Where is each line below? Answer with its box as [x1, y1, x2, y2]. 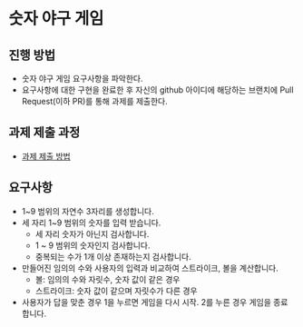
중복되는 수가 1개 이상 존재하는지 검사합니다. [34, 251, 191, 262]
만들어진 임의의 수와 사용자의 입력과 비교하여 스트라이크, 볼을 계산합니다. [21, 263, 279, 273]
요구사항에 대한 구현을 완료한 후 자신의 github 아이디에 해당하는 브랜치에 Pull [21, 84, 294, 95]
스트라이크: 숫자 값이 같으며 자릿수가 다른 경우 [34, 285, 198, 296]
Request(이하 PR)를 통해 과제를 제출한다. [21, 96, 169, 106]
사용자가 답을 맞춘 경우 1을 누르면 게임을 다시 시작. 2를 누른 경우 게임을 [21, 296, 271, 307]
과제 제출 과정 [8, 124, 81, 141]
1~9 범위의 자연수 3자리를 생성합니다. [21, 205, 155, 216]
